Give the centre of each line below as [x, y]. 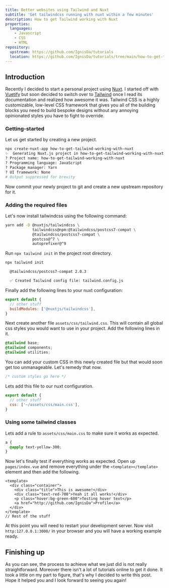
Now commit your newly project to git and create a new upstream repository [84, 186]
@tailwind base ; [22, 343]
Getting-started [25, 129]
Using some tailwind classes [41, 422]
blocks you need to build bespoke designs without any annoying [72, 111]
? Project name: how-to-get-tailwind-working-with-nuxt [65, 158]
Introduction [25, 77]
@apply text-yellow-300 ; [36, 447]
